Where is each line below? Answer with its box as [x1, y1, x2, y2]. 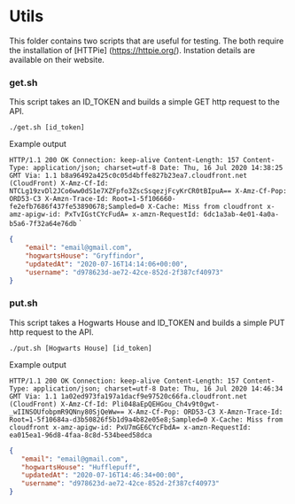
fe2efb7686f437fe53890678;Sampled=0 [9, 202, 144, 212]
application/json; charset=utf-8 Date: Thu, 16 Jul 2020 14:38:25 [32, 164, 283, 173]
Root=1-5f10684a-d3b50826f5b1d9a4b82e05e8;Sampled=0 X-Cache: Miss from [9, 415, 283, 424]
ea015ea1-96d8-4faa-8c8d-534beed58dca [9, 430, 152, 439]
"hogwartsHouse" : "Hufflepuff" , [20, 462, 141, 471]
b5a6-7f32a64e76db [9, 220, 77, 229]
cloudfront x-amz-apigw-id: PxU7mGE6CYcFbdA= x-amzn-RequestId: [9, 423, 252, 431]
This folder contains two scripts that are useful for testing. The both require [9, 35, 284, 46]
